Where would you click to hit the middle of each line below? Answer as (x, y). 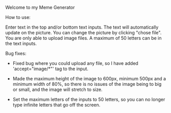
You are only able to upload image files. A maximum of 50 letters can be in (83, 38)
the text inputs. (21, 43)
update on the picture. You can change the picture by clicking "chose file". (83, 32)
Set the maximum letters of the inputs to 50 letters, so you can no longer (89, 99)
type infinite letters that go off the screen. (56, 105)
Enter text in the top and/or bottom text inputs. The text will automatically (82, 27)
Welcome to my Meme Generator (40, 7)
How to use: (18, 17)
